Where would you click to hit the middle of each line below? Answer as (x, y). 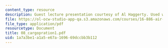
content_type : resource (30, 10)
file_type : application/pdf (34, 24)
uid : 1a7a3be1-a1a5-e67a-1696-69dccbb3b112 (51, 38)
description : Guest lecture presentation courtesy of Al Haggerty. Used (82, 14)
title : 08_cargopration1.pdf (35, 33)
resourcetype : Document (30, 28)
